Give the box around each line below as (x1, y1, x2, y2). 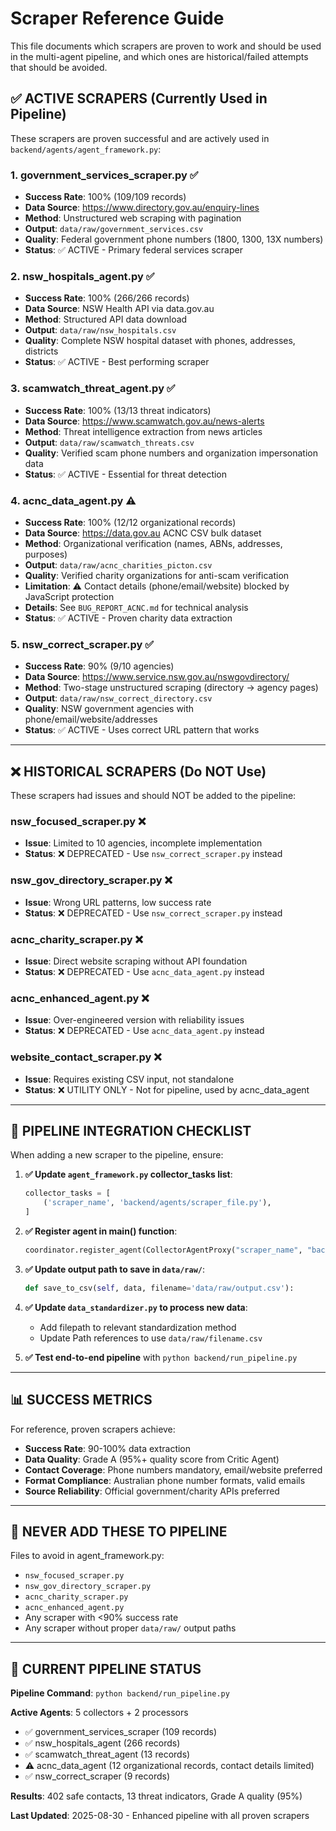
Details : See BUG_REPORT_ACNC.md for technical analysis (24, 601, 249, 613)
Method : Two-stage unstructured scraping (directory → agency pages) (24, 682, 319, 694)
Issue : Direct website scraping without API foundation (24, 955, 248, 967)
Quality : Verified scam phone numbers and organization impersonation (24, 447, 319, 459)
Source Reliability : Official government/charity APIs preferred (24, 1485, 280, 1497)
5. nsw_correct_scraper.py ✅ (10, 637, 155, 651)
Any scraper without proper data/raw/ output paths (24, 1622, 237, 1634)
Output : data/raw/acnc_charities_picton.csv (24, 558, 213, 571)
